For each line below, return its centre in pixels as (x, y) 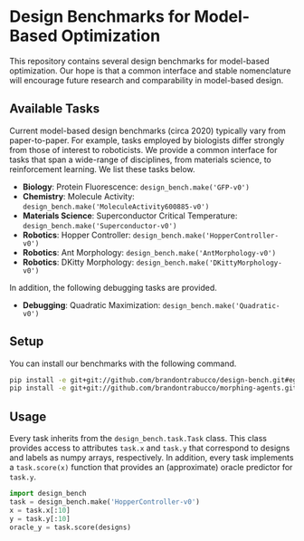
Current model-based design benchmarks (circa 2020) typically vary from (148, 130)
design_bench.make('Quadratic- (221, 305)
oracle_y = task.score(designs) (70, 527)
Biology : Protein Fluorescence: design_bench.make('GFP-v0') (136, 187)
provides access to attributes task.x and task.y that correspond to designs (150, 448)
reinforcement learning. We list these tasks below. (102, 169)
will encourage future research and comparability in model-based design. (147, 80)
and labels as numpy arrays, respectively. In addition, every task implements (152, 458)
